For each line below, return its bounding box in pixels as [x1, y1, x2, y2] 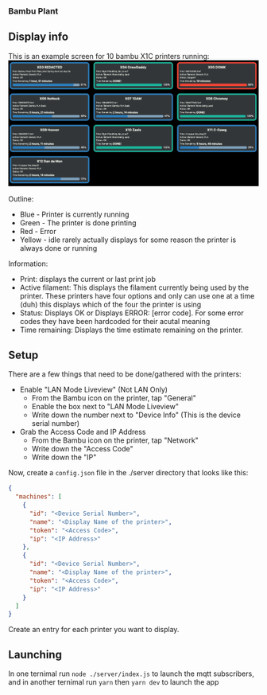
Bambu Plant [8, 6, 59, 17]
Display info [8, 30, 69, 44]
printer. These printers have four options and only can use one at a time [19, 291, 255, 301]
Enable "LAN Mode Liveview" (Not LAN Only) [19, 385, 168, 395]
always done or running [19, 244, 98, 253]
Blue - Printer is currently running [19, 209, 130, 220]
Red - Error [19, 227, 57, 236]
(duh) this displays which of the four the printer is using [19, 300, 202, 310]
